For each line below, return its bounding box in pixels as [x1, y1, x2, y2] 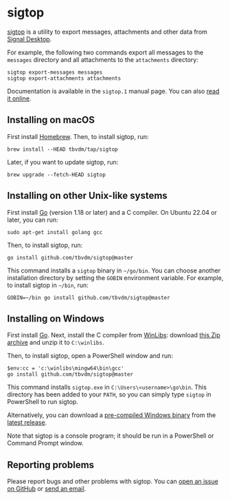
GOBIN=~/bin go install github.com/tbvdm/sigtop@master [7, 294, 170, 301]
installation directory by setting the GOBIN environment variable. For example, [7, 273, 224, 282]
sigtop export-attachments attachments [7, 74, 122, 82]
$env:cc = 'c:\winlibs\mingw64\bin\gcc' [7, 365, 125, 372]
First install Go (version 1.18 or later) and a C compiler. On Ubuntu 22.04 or [7, 208, 218, 216]
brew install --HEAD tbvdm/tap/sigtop [7, 146, 118, 153]
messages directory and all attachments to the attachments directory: [7, 55, 199, 63]
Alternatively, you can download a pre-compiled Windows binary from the [7, 411, 216, 419]
